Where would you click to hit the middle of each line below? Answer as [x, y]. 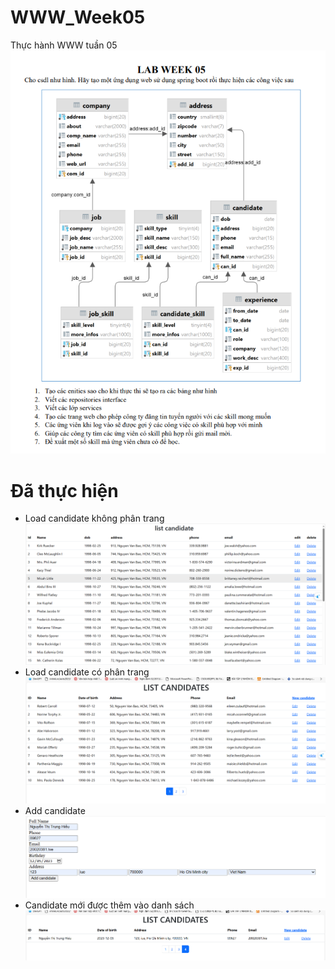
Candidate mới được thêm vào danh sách [109, 905]
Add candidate [55, 810]
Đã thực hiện [64, 490]
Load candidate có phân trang [87, 672]
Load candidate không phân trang [94, 518]
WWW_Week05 [78, 17]
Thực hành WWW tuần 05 [64, 45]
